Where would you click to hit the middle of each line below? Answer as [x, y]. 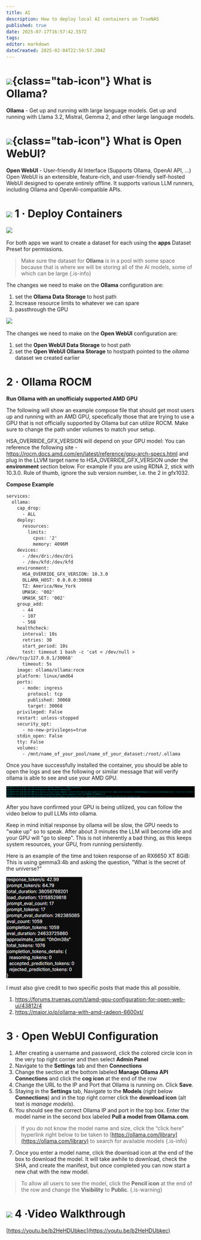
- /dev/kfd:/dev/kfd [48, 562]
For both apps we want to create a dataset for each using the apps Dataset [99, 242]
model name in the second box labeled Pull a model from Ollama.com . [102, 1116]
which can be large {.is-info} [56, 273]
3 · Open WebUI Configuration [82, 1036]
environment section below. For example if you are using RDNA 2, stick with [100, 466]
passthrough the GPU [42, 309]
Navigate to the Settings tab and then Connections [78, 1066]
